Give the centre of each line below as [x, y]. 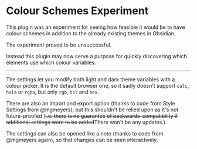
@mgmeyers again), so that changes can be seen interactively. [82, 140]
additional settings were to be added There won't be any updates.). [86, 122]
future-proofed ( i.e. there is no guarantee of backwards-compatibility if [92, 115]
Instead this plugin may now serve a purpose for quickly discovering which [97, 56]
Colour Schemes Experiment [77, 11]
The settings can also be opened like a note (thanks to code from [85, 133]
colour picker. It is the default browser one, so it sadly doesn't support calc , [98, 85]
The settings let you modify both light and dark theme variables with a [91, 79]
